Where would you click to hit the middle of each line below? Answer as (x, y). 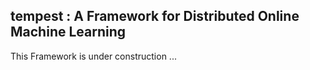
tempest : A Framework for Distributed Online (155, 16)
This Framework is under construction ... (93, 56)
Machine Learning (68, 32)
